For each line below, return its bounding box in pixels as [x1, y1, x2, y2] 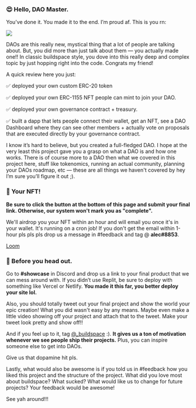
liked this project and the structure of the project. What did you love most [6, 372, 183, 379]
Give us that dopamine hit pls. [6, 354, 78, 361]
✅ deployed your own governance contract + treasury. [6, 106, 137, 113]
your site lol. [6, 288, 37, 295]
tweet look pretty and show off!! [6, 319, 83, 326]
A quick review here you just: [6, 71, 76, 78]
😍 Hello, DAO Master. [6, 5, 69, 13]
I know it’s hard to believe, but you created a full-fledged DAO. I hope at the [6, 142, 187, 149]
